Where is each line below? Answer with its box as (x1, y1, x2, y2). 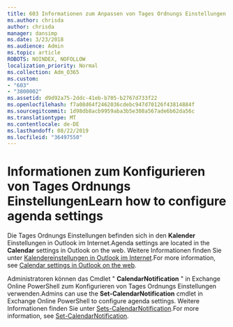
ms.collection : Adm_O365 (7, 68, 80, 75)
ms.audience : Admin (7, 43, 64, 50)
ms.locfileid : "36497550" (7, 133, 82, 140)
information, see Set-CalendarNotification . (7, 312, 129, 320)
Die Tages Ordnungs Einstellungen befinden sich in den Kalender (7, 231, 195, 240)
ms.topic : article (7, 50, 61, 57)
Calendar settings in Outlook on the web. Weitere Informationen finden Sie (7, 246, 222, 255)
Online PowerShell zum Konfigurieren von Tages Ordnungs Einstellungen (7, 282, 217, 291)
